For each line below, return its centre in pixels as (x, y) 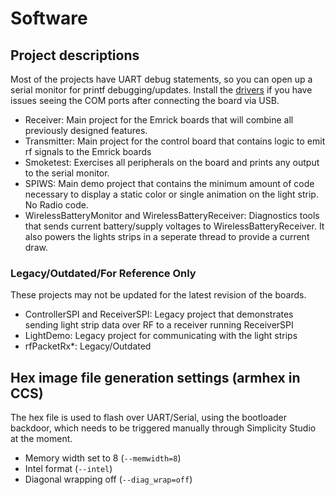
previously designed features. (86, 130)
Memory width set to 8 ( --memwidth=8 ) (103, 458)
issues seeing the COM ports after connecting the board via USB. (145, 100)
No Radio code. (56, 205)
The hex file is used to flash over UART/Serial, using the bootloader (149, 418)
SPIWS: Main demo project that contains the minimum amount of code (169, 183)
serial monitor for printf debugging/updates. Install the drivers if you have (161, 90)
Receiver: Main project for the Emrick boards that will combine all (159, 120)
